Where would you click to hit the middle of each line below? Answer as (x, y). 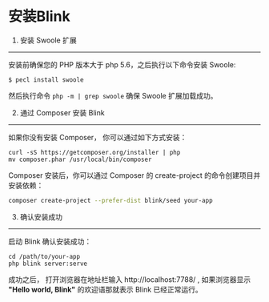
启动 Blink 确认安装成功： (50, 241)
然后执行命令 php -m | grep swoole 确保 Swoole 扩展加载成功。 (113, 95)
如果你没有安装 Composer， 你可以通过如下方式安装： (98, 137)
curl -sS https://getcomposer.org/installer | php (94, 152)
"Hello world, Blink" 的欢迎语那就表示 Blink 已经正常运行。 (105, 289)
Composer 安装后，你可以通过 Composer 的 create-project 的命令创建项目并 (134, 175)
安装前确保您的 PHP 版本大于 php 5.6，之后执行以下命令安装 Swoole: (122, 64)
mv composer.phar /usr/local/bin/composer (80, 159)
